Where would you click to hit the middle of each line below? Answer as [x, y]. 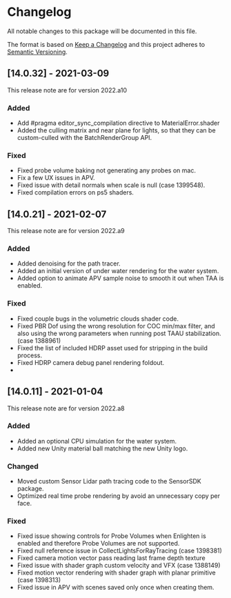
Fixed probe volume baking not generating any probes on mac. [107, 170]
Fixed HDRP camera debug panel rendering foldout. [90, 362]
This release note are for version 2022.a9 [66, 231]
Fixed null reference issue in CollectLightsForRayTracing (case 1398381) [120, 551]
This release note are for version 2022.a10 [67, 90]
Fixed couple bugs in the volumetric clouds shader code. [98, 319]
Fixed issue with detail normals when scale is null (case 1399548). [111, 185]
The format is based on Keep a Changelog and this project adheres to [106, 44]
